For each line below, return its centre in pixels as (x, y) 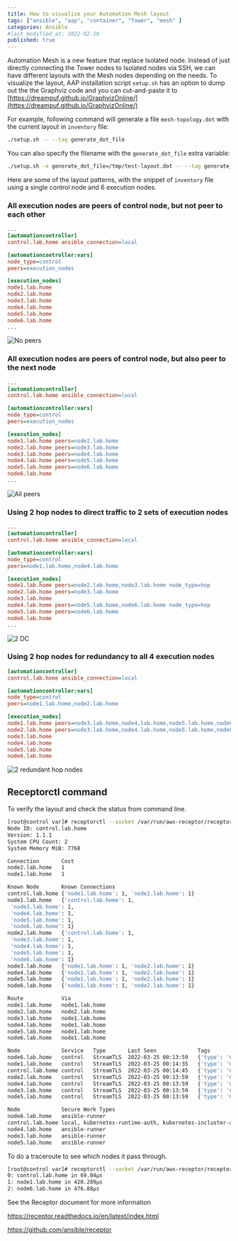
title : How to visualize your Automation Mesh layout (89, 14)
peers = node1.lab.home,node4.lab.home (63, 566)
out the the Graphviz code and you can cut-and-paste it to (92, 91)
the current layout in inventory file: (58, 127)
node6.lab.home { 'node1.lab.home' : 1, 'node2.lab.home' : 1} (101, 986)
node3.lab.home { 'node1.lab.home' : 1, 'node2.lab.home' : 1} (101, 966)
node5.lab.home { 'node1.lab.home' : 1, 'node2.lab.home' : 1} (101, 979)
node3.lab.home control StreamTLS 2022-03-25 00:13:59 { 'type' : (115, 1090)
